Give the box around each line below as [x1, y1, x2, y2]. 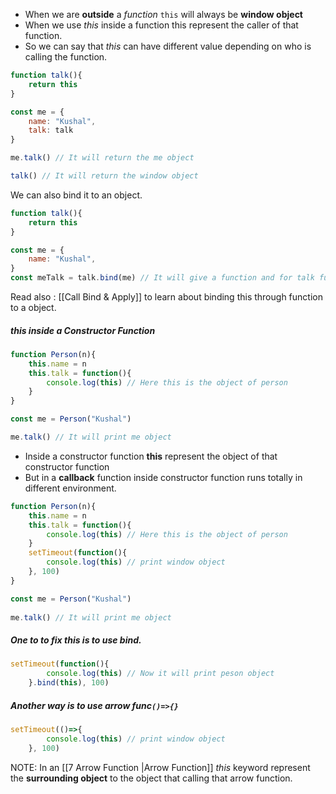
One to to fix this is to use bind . [10, 634, 142, 646]
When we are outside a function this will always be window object [24, 9, 303, 20]
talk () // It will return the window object [10, 171, 199, 181]
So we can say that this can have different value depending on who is [24, 40, 312, 52]
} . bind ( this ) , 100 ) [28, 678, 110, 688]
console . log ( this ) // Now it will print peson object [46, 669, 275, 679]
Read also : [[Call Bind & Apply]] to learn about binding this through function [10, 291, 323, 303]
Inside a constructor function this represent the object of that [24, 450, 278, 462]
